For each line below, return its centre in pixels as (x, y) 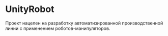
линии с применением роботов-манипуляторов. (58, 28)
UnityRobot (30, 9)
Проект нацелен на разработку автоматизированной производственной (84, 23)
